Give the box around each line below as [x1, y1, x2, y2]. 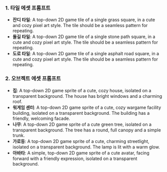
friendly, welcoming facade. [12, 115, 70, 121]
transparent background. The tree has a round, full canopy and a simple [12, 127, 161, 133]
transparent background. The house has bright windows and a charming [12, 93, 162, 99]
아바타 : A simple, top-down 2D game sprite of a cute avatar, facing [12, 149, 149, 156]
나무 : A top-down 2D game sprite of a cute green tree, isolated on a [12, 121, 152, 127]
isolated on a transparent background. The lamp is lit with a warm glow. [12, 144, 160, 150]
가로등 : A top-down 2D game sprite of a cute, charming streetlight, [12, 138, 149, 144]
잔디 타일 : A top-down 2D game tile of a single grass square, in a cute [12, 17, 155, 23]
